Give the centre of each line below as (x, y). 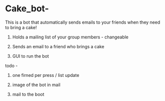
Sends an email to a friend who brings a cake (58, 46)
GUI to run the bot (31, 56)
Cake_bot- (27, 9)
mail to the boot (28, 94)
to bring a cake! (21, 27)
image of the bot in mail (36, 85)
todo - (12, 66)
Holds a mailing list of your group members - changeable (70, 37)
